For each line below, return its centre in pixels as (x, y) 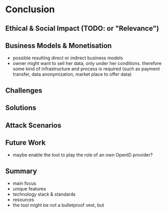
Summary (21, 171)
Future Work (26, 143)
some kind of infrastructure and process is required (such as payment (86, 69)
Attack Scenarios (33, 125)
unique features (29, 189)
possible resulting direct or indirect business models (68, 58)
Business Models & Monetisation (58, 45)
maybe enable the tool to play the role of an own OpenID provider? (83, 155)
